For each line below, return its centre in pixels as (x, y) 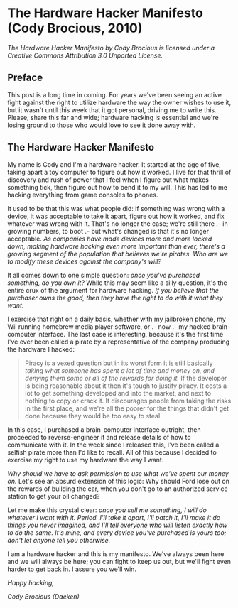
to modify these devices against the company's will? (85, 261)
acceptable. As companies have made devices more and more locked (110, 239)
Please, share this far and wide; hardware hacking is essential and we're (113, 117)
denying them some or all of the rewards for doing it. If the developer (126, 378)
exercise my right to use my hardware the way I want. (86, 460)
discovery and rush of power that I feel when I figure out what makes (108, 180)
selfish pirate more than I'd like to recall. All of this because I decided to (112, 452)
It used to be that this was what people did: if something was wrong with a (116, 208)
